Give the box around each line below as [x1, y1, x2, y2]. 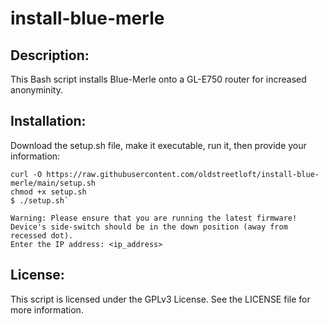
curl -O [10, 169, 43, 179]
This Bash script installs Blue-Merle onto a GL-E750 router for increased [10, 73, 307, 85]
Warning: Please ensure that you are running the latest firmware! [10, 213, 298, 223]
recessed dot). [10, 230, 74, 241]
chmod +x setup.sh [10, 187, 87, 197]
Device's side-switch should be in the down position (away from [10, 222, 288, 232]
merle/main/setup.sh [10, 178, 97, 188]
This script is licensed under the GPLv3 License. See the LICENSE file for [10, 293, 311, 305]
